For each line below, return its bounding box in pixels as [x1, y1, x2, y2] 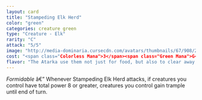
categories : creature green [6, 25, 77, 32]
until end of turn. [6, 88, 47, 95]
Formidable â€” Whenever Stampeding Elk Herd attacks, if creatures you [6, 75, 187, 83]
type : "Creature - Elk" [6, 31, 66, 37]
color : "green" [6, 20, 44, 26]
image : [6, 48, 23, 54]
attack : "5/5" [6, 43, 42, 49]
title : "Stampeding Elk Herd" [6, 14, 82, 20]
